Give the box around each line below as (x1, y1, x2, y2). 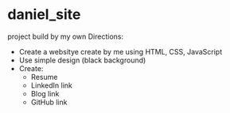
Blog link (30, 89, 60, 98)
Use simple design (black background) (18, 55, 146, 65)
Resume (30, 72, 58, 81)
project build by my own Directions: (7, 32, 124, 41)
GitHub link (30, 97, 68, 107)
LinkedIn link (30, 81, 72, 90)
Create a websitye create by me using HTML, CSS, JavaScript (18, 47, 223, 56)
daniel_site (7, 6, 81, 24)
